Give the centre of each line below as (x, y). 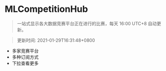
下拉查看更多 (25, 63)
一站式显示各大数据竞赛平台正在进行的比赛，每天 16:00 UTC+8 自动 (87, 23)
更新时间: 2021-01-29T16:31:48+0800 (56, 40)
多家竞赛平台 (25, 51)
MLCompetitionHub (46, 9)
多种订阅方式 (25, 57)
